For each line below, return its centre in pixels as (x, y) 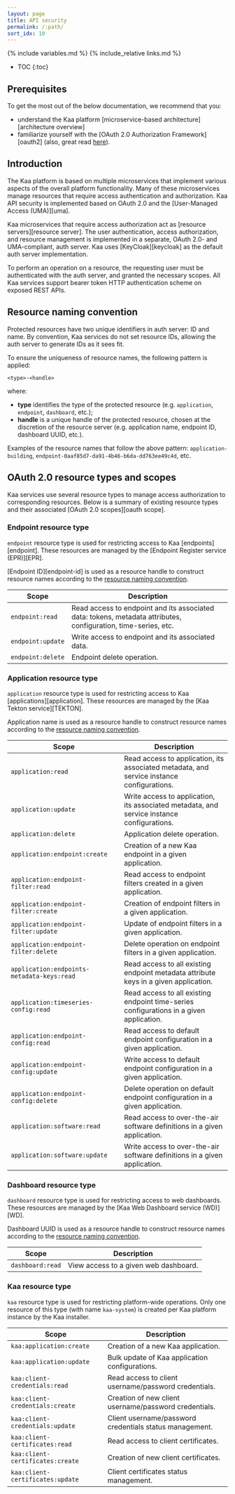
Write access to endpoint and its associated (143, 637)
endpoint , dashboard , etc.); (55, 412)
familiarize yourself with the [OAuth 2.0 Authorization (94, 135)
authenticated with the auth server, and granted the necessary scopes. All (114, 275)
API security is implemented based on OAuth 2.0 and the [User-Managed (113, 203)
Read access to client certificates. (163, 1441)
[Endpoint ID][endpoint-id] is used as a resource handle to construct (106, 571)
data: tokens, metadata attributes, (126, 616)
